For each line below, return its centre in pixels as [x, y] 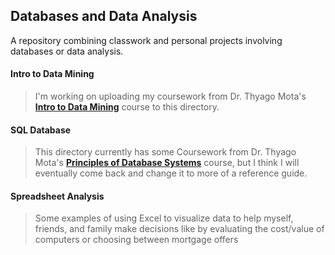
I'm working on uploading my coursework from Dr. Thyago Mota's [170, 96]
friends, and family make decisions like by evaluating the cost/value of [179, 229]
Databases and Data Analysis [104, 16]
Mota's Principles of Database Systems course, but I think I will [167, 163]
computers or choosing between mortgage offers [136, 240]
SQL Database [41, 130]
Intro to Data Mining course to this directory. [127, 107]
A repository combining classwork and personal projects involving [146, 40]
